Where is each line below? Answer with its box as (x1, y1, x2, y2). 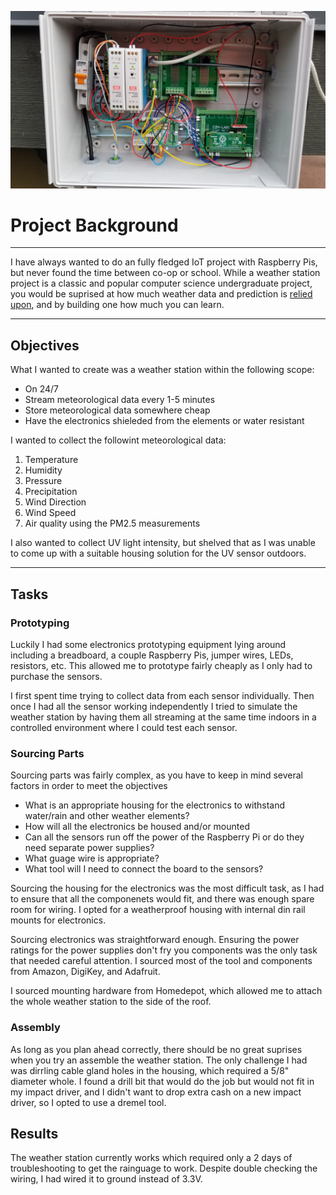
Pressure (24, 475, 63, 487)
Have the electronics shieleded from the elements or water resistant (24, 415, 305, 427)
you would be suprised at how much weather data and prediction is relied (10, 288, 313, 300)
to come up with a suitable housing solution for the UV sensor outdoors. (10, 547, 307, 560)
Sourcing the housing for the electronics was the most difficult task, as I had (10, 882, 325, 895)
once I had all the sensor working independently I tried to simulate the (10, 700, 298, 712)
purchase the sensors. (10, 670, 103, 682)
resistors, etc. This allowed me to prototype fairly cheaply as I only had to (10, 659, 313, 671)
